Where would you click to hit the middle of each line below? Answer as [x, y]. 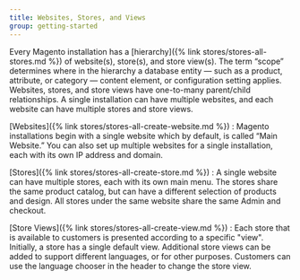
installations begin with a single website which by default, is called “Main [143, 136]
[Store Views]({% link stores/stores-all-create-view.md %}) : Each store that [150, 227]
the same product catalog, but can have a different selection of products [143, 191]
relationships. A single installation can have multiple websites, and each [141, 99]
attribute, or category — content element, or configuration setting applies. [146, 80]
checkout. [28, 210]
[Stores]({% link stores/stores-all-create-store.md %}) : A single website [143, 172]
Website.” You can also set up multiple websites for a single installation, [141, 145]
